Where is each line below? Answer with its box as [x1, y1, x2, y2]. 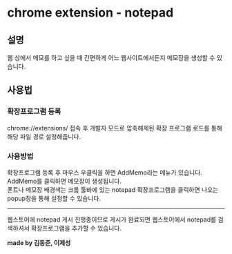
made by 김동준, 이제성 [7, 238, 71, 246]
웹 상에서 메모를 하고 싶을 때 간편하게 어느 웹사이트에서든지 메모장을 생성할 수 [7, 54, 215, 61]
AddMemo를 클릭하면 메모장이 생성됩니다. [7, 177, 122, 185]
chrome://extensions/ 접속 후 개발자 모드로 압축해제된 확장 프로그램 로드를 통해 [7, 124, 223, 132]
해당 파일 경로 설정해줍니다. [7, 133, 81, 141]
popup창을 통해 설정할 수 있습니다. [7, 194, 101, 202]
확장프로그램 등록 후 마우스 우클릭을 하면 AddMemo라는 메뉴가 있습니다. [7, 168, 202, 177]
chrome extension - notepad [7, 5, 174, 21]
